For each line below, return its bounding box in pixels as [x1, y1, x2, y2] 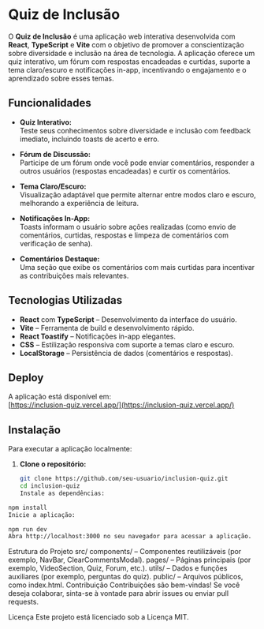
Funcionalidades [8, 96, 92, 110]
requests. [8, 597, 39, 607]
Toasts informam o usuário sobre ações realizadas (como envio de [19, 222, 236, 231]
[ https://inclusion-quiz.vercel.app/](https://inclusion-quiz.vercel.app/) [8, 400, 235, 410]
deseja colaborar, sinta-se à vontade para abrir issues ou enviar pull [8, 589, 229, 598]
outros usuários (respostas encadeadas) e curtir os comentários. [19, 166, 231, 175]
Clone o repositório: [19, 459, 87, 469]
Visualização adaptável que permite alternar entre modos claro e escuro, [19, 189, 256, 199]
